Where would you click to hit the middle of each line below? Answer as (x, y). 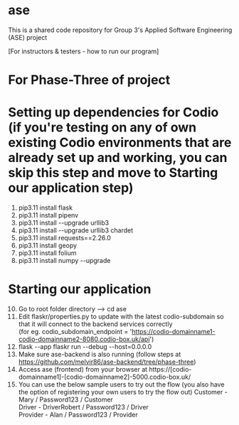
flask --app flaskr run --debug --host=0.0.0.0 (85, 346)
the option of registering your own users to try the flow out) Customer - (123, 392)
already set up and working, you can (118, 158)
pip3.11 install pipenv (48, 215)
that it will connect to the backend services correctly (95, 324)
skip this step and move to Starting (113, 173)
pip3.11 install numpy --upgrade (64, 261)
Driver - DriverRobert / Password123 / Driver (83, 407)
